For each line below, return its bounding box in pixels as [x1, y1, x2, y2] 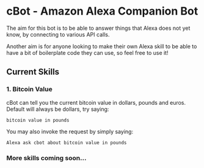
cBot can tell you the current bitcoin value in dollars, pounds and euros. [6, 99, 186, 106]
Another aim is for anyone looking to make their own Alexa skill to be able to [6, 43, 197, 50]
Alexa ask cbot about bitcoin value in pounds [6, 139, 127, 145]
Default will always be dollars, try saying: [6, 105, 109, 113]
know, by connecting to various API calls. [6, 30, 110, 38]
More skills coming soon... [6, 153, 87, 162]
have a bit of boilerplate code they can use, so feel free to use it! [6, 49, 169, 56]
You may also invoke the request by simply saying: [6, 128, 133, 135]
